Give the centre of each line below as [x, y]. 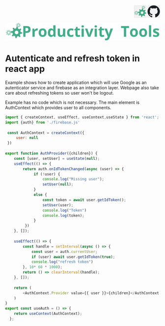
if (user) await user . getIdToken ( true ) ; [73, 257]
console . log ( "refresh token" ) [62, 262]
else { [41, 195]
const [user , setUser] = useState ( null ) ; [57, 158]
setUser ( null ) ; [58, 184]
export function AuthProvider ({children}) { [51, 153]
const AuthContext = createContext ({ [46, 133]
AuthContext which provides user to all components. [58, 107]
